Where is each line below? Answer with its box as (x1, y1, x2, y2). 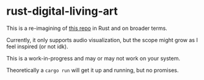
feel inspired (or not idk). (6, 43, 68, 50)
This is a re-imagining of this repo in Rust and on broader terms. (6, 24, 168, 32)
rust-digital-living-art (6, 4, 118, 18)
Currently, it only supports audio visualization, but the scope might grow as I (6, 36, 199, 43)
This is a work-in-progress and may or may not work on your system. (6, 54, 180, 62)
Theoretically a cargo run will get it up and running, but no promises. (6, 66, 179, 74)
